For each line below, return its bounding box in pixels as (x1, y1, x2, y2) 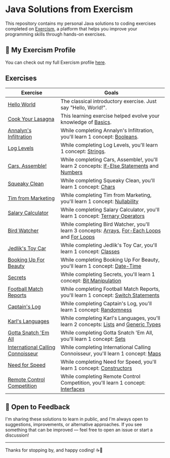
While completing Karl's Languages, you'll (60, 314, 160, 322)
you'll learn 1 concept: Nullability (60, 198, 139, 205)
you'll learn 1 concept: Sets (60, 335, 125, 342)
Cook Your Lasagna (8, 115, 55, 122)
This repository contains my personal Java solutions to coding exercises (5, 20, 156, 26)
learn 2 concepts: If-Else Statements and (60, 162, 159, 169)
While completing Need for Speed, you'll (60, 358, 157, 365)
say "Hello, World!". (60, 104, 107, 111)
